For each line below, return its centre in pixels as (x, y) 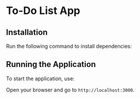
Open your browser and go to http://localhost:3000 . (70, 90)
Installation (27, 32)
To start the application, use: (40, 78)
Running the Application (51, 64)
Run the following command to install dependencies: (69, 46)
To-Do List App (43, 11)
